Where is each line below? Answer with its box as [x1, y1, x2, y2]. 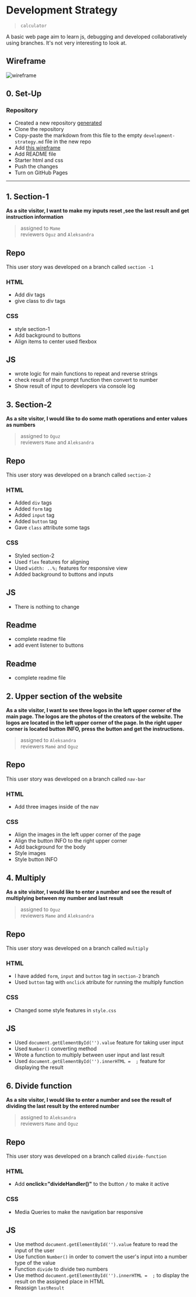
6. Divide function [6, 1081, 72, 1091]
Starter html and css [14, 157, 64, 164]
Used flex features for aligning [14, 558, 89, 565]
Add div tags [14, 291, 45, 298]
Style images [14, 850, 46, 857]
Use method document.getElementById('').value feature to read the [14, 1241, 178, 1248]
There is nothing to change [14, 603, 80, 610]
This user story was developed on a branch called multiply [6, 944, 149, 951]
